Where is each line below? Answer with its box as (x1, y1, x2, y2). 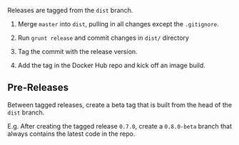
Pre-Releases (7, 82, 69, 94)
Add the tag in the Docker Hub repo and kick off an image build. (17, 61, 205, 70)
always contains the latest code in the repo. (7, 129, 136, 138)
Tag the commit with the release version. (17, 48, 138, 55)
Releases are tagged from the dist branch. (7, 6, 133, 14)
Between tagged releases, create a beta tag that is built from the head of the (7, 100, 233, 109)
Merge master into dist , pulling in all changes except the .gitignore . (17, 20, 219, 28)
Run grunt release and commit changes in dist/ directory (17, 33, 189, 42)
